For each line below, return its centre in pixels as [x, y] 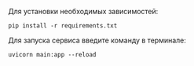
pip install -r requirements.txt [63, 26]
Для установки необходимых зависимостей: [83, 11]
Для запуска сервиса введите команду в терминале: [97, 40]
